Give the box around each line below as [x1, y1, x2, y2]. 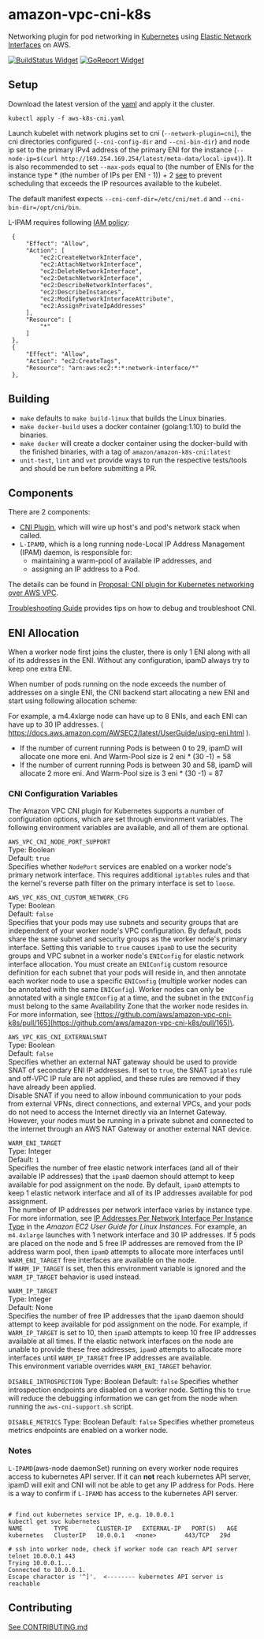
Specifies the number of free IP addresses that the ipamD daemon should [8, 1312, 244, 1321]
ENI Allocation [8, 626, 80, 640]
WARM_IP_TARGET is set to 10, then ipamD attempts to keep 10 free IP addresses [8, 1328, 257, 1338]
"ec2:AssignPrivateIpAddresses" [39, 301, 147, 309]
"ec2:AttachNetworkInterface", [39, 260, 143, 268]
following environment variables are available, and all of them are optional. [8, 823, 250, 833]
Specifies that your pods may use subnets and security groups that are [8, 918, 239, 927]
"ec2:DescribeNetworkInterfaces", [39, 281, 154, 289]
